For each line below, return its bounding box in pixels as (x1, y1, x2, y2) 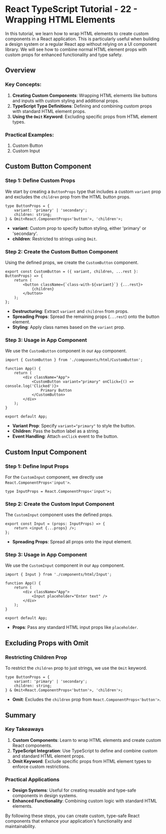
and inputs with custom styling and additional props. (12, 98, 119, 104)
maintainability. (5, 824, 36, 830)
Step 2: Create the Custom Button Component (5, 248, 118, 255)
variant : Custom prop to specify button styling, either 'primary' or (12, 225, 147, 231)
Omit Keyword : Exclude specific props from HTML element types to (12, 758, 152, 764)
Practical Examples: (5, 131, 55, 138)
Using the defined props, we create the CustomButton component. (5, 259, 139, 265)
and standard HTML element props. (12, 753, 85, 759)
